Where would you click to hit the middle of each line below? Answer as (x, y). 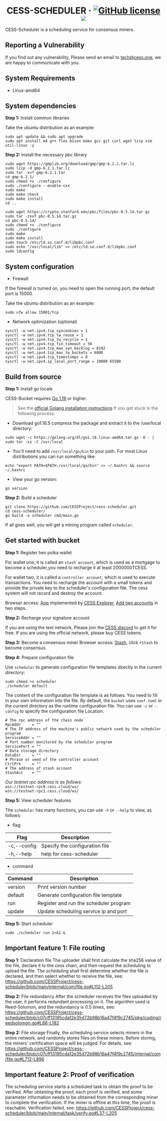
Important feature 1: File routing (55, 948)
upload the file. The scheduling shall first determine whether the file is (77, 971)
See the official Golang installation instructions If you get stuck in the (87, 408)
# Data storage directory (32, 751)
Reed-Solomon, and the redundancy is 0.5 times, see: (60, 1007)
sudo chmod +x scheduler (31, 682)
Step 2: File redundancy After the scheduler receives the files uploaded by (82, 996)
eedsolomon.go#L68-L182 (32, 1023)
